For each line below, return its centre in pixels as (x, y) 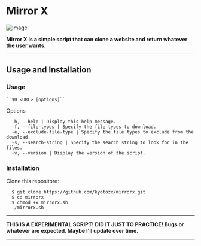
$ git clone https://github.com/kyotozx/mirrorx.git (79, 192)
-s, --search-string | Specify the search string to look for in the (100, 142)
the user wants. (26, 45)
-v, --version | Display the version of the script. (79, 153)
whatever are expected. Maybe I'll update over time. (72, 230)
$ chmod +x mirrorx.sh (40, 202)
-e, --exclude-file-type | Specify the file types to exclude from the (103, 132)
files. (14, 148)
